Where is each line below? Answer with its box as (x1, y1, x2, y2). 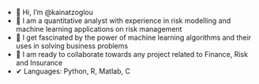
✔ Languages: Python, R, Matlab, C (15, 67, 130, 75)
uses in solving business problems (15, 41, 129, 51)
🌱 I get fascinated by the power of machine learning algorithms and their (15, 32, 252, 42)
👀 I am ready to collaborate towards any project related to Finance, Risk (15, 50, 249, 59)
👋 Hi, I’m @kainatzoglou (15, 8, 93, 17)
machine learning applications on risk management (15, 25, 182, 33)
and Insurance (15, 58, 63, 67)
